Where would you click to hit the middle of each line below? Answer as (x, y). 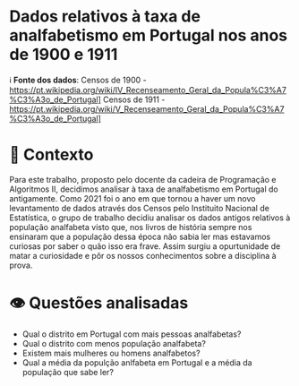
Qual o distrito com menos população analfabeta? (114, 343)
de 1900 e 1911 (64, 55)
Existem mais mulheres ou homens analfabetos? (111, 353)
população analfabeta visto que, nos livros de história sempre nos (131, 227)
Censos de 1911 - (134, 99)
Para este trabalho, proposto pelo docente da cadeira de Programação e (143, 179)
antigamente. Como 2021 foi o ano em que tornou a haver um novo (132, 198)
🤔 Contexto (51, 155)
